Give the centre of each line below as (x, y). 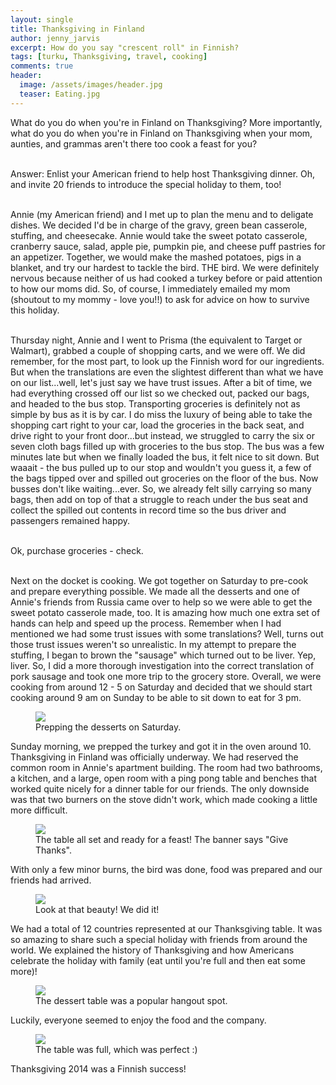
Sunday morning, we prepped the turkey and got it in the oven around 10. (161, 746)
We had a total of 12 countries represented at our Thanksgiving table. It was (166, 928)
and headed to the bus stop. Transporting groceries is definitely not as (155, 403)
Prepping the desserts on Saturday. (108, 727)
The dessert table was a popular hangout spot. (131, 1000)
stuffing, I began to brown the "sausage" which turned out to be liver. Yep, (163, 655)
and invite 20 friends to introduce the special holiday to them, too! (146, 184)
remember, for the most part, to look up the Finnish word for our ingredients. (167, 361)
